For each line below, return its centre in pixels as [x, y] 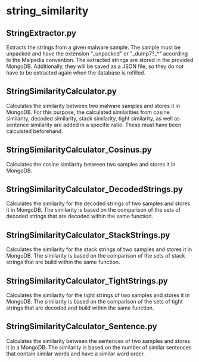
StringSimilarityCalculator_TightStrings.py [87, 281]
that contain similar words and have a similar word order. [76, 354]
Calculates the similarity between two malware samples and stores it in [93, 106]
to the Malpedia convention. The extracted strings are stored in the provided [100, 60]
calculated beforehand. [35, 131]
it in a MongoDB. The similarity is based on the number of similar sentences [99, 347]
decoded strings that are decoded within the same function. [80, 216]
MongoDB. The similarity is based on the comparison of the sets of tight [94, 302]
